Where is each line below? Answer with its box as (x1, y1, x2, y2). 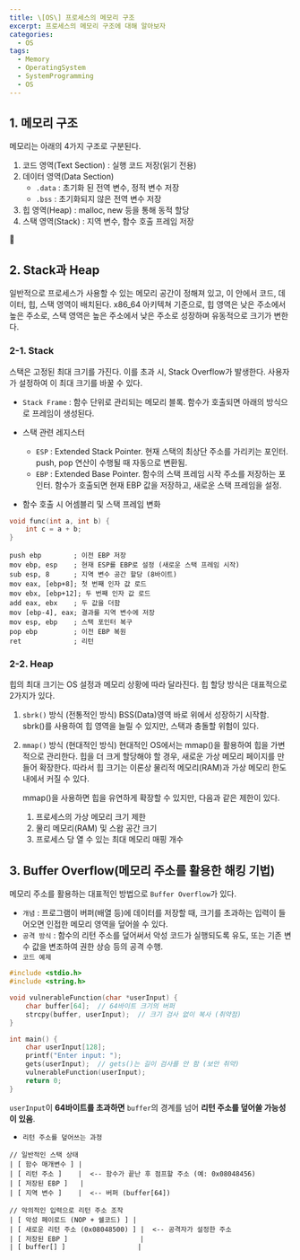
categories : (9, 30, 54, 39)
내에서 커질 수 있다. (21, 773, 90, 784)
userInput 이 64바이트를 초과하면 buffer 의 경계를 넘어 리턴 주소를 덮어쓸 (9, 1102, 262, 1113)
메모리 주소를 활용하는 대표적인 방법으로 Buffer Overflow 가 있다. (9, 888, 237, 899)
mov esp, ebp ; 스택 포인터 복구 (9, 618, 133, 627)
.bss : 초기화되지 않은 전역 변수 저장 (35, 194, 162, 205)
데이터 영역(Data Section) (21, 172, 115, 182)
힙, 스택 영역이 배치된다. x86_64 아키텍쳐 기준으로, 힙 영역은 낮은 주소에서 (28, 299, 287, 310)
